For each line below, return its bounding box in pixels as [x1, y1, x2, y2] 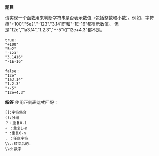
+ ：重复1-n [5, 126, 28, 130]
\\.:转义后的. [5, 141, 31, 146]
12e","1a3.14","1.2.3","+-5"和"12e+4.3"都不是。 [11, 27, 105, 33]
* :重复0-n [5, 131, 26, 136]
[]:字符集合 [5, 110, 27, 115]
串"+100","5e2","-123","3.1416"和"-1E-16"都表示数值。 [5, 21, 113, 26]
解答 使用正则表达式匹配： [5, 100, 58, 105]
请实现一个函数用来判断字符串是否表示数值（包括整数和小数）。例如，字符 [5, 15, 154, 21]
